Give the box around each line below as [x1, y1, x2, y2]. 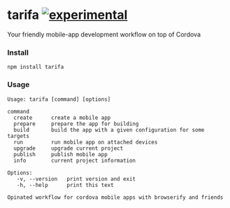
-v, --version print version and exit [16, 175, 136, 182]
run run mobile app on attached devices [13, 139, 158, 146]
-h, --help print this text [16, 181, 114, 188]
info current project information [13, 157, 136, 164]
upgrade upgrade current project [13, 144, 124, 152]
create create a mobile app [13, 114, 111, 121]
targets [7, 132, 30, 139]
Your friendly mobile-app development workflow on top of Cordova [7, 30, 201, 39]
